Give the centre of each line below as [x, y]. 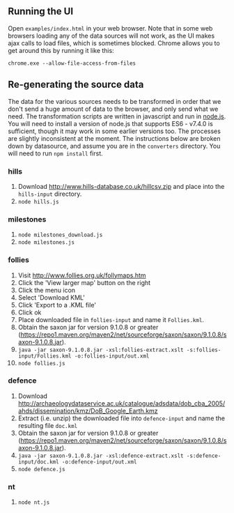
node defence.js [41, 469]
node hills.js [38, 201]
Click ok [30, 312]
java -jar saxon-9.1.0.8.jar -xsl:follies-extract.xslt [101, 350]
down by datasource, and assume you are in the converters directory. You [114, 146]
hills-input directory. [50, 194]
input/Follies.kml [45, 356]
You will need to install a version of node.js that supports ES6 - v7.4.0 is [110, 123]
